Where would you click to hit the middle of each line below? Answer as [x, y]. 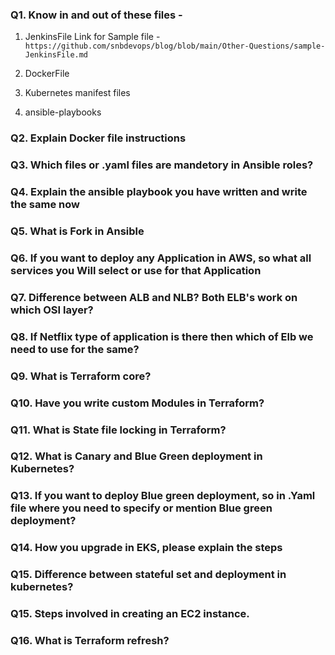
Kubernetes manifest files [77, 93]
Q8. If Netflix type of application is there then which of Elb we [162, 336]
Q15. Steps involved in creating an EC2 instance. [130, 614]
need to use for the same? [75, 349]
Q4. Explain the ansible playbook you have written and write [159, 192]
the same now [45, 205]
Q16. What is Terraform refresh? [90, 641]
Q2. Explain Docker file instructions [98, 138]
